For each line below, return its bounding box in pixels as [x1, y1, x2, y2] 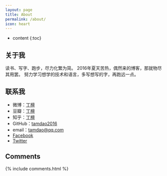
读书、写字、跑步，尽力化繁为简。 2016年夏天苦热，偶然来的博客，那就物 [5, 65, 157, 71]
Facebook [12, 132, 34, 138]
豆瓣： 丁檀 [12, 108, 35, 114]
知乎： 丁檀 [12, 114, 35, 120]
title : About [5, 12, 33, 17]
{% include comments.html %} [5, 165, 69, 171]
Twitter [12, 137, 28, 143]
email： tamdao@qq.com [12, 126, 64, 133]
